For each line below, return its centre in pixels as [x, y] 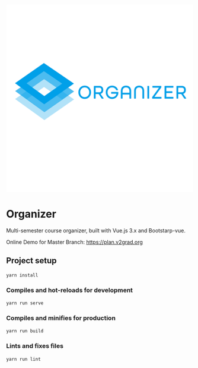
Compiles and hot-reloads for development [70, 290]
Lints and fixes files [35, 346]
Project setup [32, 261]
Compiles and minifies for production [61, 318]
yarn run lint [24, 359]
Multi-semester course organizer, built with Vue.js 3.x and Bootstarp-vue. [96, 230]
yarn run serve [25, 303]
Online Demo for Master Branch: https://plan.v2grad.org [75, 242]
